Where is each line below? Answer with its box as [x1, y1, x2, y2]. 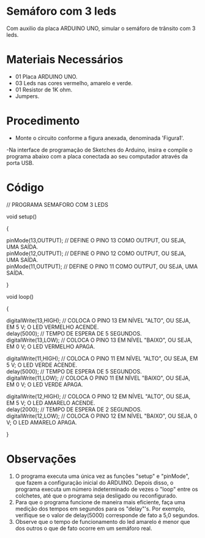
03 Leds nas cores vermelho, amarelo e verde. [15, 79, 133, 86]
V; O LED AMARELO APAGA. [6, 418, 78, 426]
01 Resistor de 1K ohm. [15, 86, 73, 93]
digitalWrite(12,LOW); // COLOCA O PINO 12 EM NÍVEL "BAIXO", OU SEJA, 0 [6, 412, 198, 420]
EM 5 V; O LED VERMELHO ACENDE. [6, 323, 99, 331]
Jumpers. [15, 92, 40, 99]
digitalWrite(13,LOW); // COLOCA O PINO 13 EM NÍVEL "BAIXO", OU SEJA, [6, 336, 193, 344]
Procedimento [6, 114, 80, 128]
